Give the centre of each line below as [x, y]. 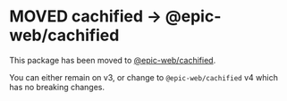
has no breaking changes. [57, 87]
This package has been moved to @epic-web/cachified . [113, 60]
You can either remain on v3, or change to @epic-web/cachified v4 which [144, 77]
